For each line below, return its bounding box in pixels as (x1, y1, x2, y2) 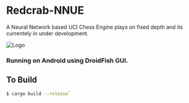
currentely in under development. (6, 29, 89, 37)
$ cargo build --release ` (6, 90, 71, 96)
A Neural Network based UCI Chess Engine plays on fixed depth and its (6, 23, 183, 31)
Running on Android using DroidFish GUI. (6, 56, 128, 65)
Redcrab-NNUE (6, 4, 85, 17)
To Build (6, 75, 37, 85)
